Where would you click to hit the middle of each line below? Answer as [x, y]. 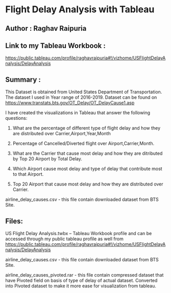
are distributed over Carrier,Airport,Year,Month [62, 134]
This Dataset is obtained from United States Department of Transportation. [84, 92]
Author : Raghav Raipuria [46, 28]
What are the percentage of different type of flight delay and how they [87, 128]
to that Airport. [28, 174]
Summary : [23, 80]
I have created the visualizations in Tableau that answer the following [78, 113]
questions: [16, 118]
